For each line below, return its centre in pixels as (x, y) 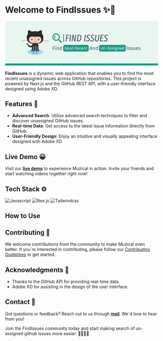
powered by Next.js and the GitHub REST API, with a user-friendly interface (80, 83)
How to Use (23, 216)
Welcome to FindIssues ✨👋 (60, 10)
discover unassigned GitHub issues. (48, 121)
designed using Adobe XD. (32, 89)
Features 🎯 (22, 104)
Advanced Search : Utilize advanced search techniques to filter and (79, 116)
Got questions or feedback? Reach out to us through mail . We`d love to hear (81, 314)
